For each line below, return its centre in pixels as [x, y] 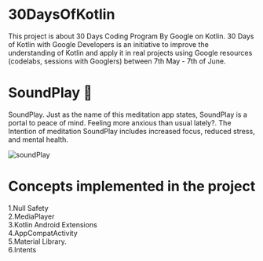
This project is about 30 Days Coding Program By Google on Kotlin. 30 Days [131, 36]
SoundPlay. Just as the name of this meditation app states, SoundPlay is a [128, 114]
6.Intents [22, 249]
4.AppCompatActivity [43, 233]
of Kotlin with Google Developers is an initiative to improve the [109, 44]
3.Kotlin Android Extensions [53, 224]
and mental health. [38, 140]
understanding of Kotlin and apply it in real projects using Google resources [130, 53]
